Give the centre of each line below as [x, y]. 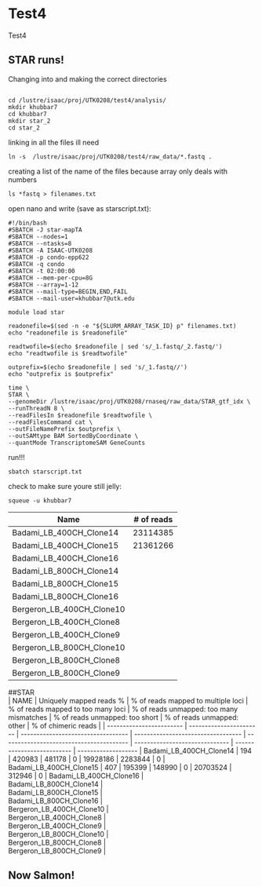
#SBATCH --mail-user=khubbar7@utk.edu [71, 298]
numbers [23, 179]
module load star [36, 312]
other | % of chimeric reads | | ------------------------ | [98, 725]
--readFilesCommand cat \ [50, 422]
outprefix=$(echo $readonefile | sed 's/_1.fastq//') [98, 367]
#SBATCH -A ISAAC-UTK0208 [50, 250]
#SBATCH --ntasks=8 [40, 243]
